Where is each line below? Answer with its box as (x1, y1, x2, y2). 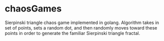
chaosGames (5, 3, 62, 14)
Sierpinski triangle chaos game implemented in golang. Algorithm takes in (5, 19, 159, 25)
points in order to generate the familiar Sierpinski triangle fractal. (5, 30, 141, 36)
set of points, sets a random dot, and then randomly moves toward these (5, 24, 157, 30)
